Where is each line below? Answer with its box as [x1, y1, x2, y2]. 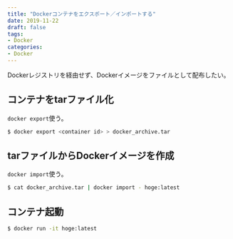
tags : [7, 30, 24, 38]
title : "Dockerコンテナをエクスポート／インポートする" [7, 10, 156, 18]
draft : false [7, 24, 46, 31]
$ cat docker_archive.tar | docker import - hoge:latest [7, 184, 180, 191]
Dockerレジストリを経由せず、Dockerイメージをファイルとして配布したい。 [7, 71, 230, 79]
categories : [7, 44, 43, 51]
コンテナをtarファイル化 [7, 93, 114, 106]
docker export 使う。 [7, 113, 68, 122]
